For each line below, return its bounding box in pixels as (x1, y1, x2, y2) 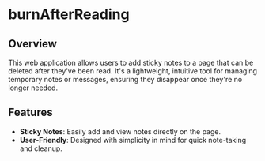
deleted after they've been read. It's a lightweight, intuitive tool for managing (8, 66, 258, 76)
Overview (8, 37, 58, 51)
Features (8, 106, 53, 119)
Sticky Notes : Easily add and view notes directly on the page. (19, 126, 221, 136)
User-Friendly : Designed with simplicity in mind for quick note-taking (19, 135, 247, 144)
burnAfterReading (8, 6, 130, 24)
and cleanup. (19, 144, 63, 153)
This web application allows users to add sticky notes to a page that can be (8, 58, 254, 67)
